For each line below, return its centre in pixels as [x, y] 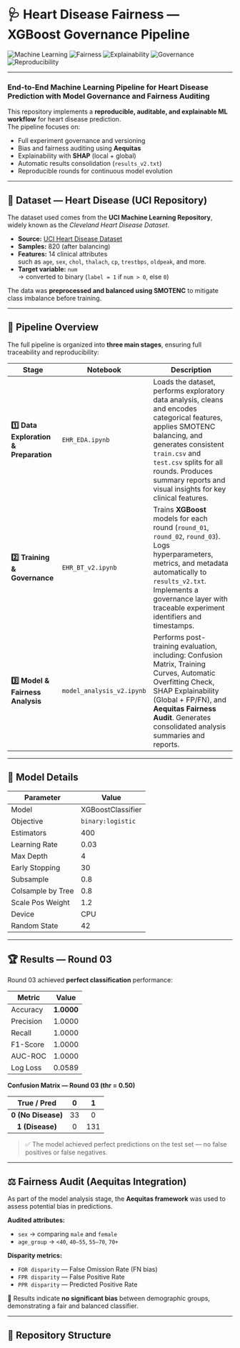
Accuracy [27, 1010]
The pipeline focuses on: [44, 127]
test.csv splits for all [188, 462]
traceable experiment [189, 607]
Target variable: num [47, 269]
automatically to [180, 571]
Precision [27, 1022]
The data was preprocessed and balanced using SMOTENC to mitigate [113, 291]
